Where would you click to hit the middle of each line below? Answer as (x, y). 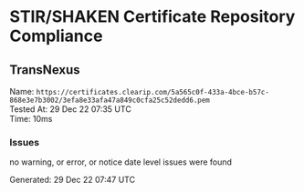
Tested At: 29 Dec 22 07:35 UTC (71, 109)
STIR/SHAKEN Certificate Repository (152, 17)
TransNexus (45, 70)
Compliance (56, 36)
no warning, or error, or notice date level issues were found (121, 162)
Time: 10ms (31, 119)
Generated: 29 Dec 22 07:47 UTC (72, 180)
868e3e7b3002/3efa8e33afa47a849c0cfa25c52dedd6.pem (110, 100)
